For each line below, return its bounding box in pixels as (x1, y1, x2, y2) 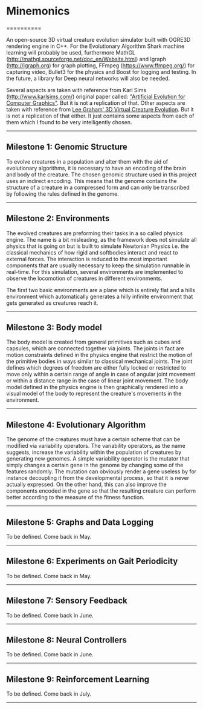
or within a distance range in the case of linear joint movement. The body (6, 377, 188, 384)
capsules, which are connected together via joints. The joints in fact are (6, 345, 184, 352)
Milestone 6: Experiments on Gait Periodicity (6, 556, 178, 567)
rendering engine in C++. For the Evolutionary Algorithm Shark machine (6, 42, 185, 50)
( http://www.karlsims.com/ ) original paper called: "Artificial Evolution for (6, 93, 185, 100)
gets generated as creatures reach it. (6, 299, 98, 307)
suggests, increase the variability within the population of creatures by (6, 448, 182, 456)
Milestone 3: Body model (6, 322, 103, 333)
